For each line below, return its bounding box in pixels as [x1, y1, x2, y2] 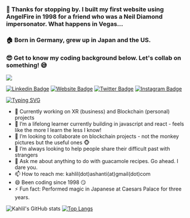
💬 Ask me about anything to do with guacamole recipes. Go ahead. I [14, 158, 178, 165]
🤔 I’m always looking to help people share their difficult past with [14, 146, 171, 153]
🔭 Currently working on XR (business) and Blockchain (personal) [14, 108, 170, 115]
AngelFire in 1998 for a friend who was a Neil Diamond [6, 12, 163, 20]
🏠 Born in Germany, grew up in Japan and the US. [6, 36, 151, 44]
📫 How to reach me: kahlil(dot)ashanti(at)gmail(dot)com [14, 171, 151, 178]
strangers [14, 151, 38, 158]
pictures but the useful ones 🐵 [14, 139, 90, 146]
